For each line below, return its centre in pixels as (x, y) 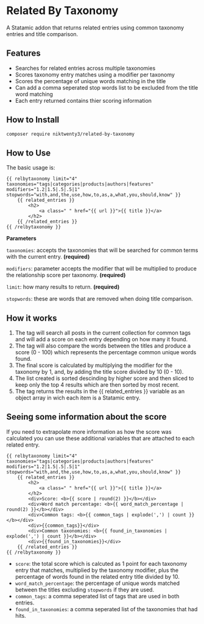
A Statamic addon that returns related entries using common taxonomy (95, 28)
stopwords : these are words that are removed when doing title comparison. (100, 299)
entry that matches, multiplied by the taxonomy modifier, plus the (97, 570)
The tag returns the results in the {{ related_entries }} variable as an (100, 392)
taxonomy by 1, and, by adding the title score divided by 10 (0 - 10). (99, 372)
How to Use (29, 153)
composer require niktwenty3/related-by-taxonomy (71, 134)
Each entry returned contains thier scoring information (83, 100)
